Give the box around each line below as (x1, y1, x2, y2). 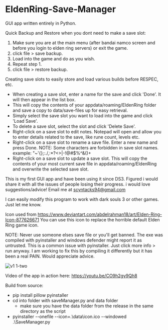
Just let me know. (5, 201, 42, 207)
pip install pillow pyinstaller (12, 292, 69, 298)
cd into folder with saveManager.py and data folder (12, 297, 118, 303)
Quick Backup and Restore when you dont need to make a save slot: (5, 30, 146, 36)
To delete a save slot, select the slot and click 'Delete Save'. (12, 123, 136, 129)
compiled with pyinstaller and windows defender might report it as (5, 237, 142, 243)
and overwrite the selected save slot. (12, 166, 89, 172)
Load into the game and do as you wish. (12, 55, 95, 61)
